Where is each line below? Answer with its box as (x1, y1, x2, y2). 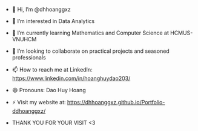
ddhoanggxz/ (12, 107, 46, 115)
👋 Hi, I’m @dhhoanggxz (12, 6, 71, 13)
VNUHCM (12, 36, 37, 42)
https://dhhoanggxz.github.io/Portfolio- (67, 99, 165, 106)
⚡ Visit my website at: (12, 99, 66, 106)
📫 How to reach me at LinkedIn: (12, 66, 93, 73)
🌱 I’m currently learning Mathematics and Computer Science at (12, 29, 170, 36)
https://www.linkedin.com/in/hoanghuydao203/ (12, 75, 131, 82)
